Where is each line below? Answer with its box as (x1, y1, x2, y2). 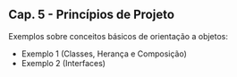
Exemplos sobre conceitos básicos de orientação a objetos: (8, 30, 229, 41)
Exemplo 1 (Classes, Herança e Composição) (21, 48, 187, 59)
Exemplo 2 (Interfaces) (21, 57, 106, 68)
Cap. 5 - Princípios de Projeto (8, 7, 175, 22)
